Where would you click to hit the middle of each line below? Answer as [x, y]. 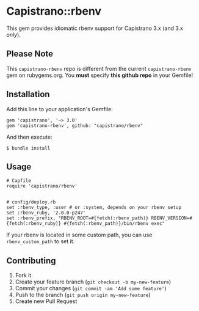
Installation [28, 94]
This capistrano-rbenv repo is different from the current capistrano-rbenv [99, 68]
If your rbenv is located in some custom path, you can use [79, 235]
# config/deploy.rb [31, 202]
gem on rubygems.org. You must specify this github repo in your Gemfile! [100, 75]
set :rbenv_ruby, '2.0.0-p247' [46, 213]
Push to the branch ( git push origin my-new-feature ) [83, 295]
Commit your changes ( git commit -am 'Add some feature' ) [91, 288]
